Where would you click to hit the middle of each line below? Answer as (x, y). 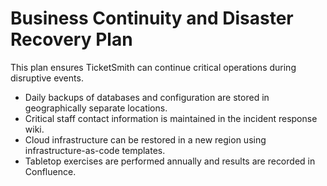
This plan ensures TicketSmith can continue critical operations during (153, 67)
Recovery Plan (71, 39)
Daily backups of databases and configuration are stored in (147, 97)
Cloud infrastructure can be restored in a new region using (145, 139)
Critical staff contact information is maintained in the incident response (171, 118)
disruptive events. (47, 78)
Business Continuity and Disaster (152, 18)
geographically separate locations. (96, 108)
